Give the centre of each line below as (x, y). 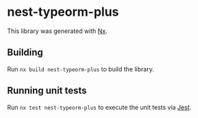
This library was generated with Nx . (57, 31)
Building (25, 52)
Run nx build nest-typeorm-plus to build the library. (81, 69)
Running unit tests (47, 91)
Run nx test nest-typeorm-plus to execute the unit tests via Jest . (99, 107)
